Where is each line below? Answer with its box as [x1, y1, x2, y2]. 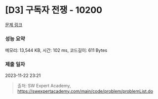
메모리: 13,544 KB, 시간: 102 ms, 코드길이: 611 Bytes [5, 47, 108, 53]
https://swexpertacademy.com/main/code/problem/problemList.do [17, 88, 154, 94]
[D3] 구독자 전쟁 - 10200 [5, 4, 103, 16]
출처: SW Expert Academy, [17, 82, 71, 89]
